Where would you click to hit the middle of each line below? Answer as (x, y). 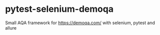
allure (11, 28)
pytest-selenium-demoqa (59, 9)
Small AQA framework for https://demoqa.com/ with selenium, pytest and (80, 23)
